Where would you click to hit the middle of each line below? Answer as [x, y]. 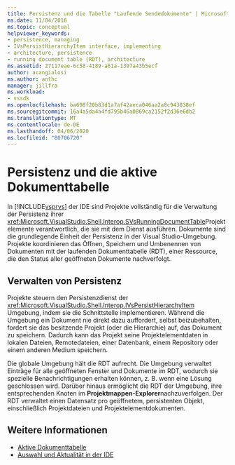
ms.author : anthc [33, 79]
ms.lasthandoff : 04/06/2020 [48, 131]
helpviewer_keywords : [39, 33]
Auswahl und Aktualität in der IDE [65, 454]
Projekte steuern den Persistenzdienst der [68, 298]
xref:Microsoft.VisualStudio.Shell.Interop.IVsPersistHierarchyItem [101, 305]
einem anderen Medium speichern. [58, 350]
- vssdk [19, 99]
